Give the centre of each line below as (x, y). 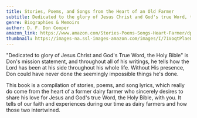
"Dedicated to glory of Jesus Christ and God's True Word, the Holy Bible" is (97, 55)
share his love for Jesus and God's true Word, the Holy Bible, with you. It (94, 98)
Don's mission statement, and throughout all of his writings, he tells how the (98, 61)
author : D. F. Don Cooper (38, 28)
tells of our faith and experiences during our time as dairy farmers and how (97, 104)
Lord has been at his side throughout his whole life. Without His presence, (95, 67)
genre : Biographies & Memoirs (43, 22)
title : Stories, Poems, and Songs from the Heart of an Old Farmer (90, 11)
